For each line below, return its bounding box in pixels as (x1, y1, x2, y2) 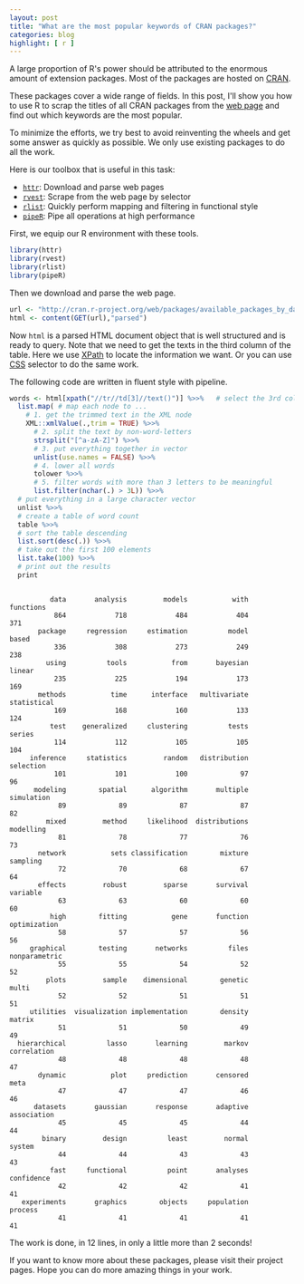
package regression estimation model (37, 626, 249, 635)
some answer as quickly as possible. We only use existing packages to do (9, 137, 285, 148)
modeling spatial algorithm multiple (33, 785, 249, 794)
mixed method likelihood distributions (45, 816, 249, 825)
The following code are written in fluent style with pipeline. (9, 376, 228, 387)
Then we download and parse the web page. (9, 287, 176, 298)
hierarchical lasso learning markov (17, 1038, 249, 1047)
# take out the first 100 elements (17, 545, 152, 555)
